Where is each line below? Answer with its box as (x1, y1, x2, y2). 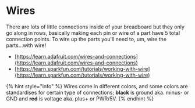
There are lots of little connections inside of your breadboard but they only (6, 23, 185, 30)
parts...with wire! (6, 42, 47, 49)
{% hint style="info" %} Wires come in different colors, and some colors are (6, 82, 188, 89)
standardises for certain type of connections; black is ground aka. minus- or (6, 89, 189, 96)
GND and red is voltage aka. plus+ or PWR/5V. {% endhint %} (6, 95, 154, 102)
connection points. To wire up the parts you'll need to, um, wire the (6, 35, 167, 42)
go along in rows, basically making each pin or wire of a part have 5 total (6, 29, 180, 36)
